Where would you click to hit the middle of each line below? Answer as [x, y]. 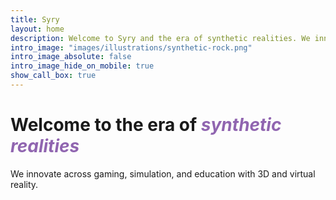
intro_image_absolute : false [71, 57]
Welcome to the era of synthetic [146, 125]
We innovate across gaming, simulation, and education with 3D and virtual [163, 173]
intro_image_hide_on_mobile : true [82, 66]
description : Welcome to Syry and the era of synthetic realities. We [160, 38]
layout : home [37, 29]
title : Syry [35, 19]
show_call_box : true [53, 76]
